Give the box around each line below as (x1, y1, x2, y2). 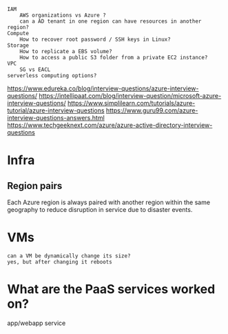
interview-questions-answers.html (7, 114, 105, 121)
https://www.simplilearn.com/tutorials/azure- (68, 99, 196, 107)
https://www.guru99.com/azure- (105, 106, 198, 115)
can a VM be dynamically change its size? (7, 252, 131, 259)
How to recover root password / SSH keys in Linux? (19, 36, 171, 43)
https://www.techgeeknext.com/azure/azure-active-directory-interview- (7, 121, 213, 129)
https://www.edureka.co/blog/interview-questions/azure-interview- (7, 84, 199, 92)
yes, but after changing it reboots (7, 258, 112, 265)
